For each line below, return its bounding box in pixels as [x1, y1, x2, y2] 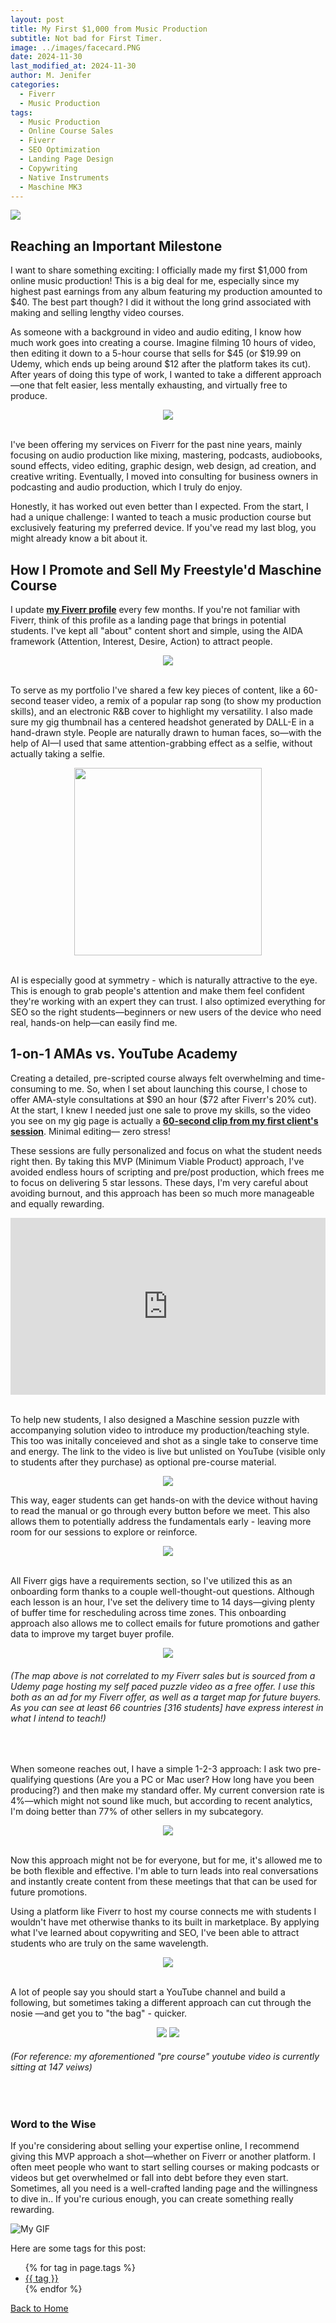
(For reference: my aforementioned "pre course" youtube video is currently [10, 2051, 320, 2063]
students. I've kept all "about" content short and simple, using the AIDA [10, 625, 304, 636]
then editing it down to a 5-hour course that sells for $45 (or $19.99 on [10, 347, 302, 360]
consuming [10, 1082, 57, 1095]
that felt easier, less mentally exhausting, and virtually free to [36, 379, 288, 391]
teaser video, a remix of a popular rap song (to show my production [43, 695, 322, 706]
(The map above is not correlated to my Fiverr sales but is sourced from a [10, 1669, 316, 1681]
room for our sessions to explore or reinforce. [10, 1526, 198, 1538]
